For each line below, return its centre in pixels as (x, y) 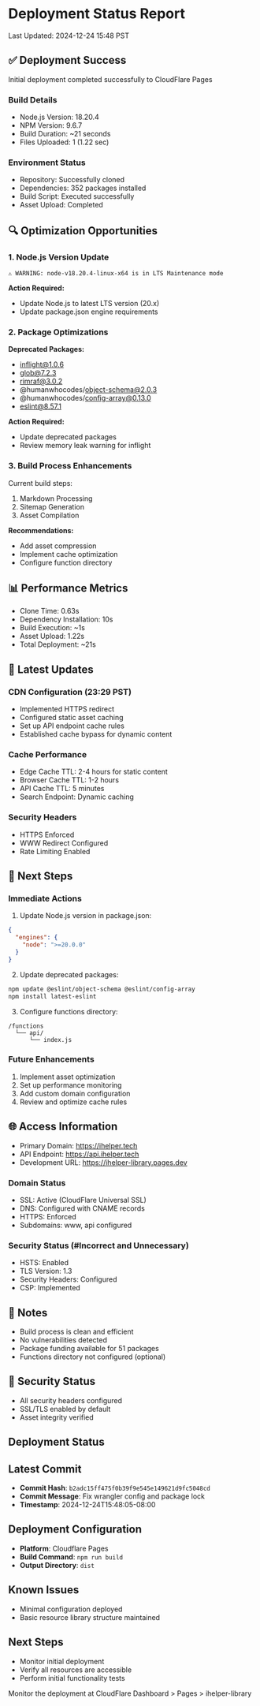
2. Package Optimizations (58, 332)
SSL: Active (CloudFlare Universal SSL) (83, 1200)
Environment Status (47, 162)
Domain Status (37, 1182)
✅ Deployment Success (67, 60)
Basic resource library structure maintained (89, 1617)
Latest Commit (45, 1469)
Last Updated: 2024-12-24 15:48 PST (69, 35)
